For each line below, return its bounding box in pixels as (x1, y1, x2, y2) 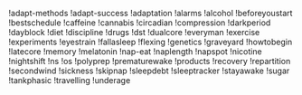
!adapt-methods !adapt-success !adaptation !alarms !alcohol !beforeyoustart (8, 8, 293, 18)
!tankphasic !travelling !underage (8, 75, 131, 85)
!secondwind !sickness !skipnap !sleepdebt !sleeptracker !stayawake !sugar (8, 65, 290, 76)
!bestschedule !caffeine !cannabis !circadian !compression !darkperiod (8, 17, 271, 28)
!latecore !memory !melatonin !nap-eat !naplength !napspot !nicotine (8, 46, 263, 57)
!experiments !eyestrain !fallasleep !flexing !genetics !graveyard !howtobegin (8, 36, 293, 47)
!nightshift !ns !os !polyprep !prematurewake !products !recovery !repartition (8, 56, 291, 66)
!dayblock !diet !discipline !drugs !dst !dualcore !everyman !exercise (8, 27, 260, 37)
